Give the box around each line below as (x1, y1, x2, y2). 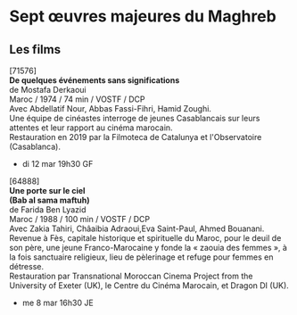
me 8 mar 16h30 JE (21, 297, 94, 308)
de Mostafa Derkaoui (9, 85, 87, 95)
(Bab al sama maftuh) (9, 195, 90, 205)
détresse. (9, 261, 45, 271)
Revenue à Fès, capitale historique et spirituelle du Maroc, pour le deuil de (9, 233, 282, 243)
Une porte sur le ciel (9, 186, 86, 195)
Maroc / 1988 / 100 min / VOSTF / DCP (9, 214, 150, 224)
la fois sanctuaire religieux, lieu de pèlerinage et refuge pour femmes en (9, 252, 274, 262)
